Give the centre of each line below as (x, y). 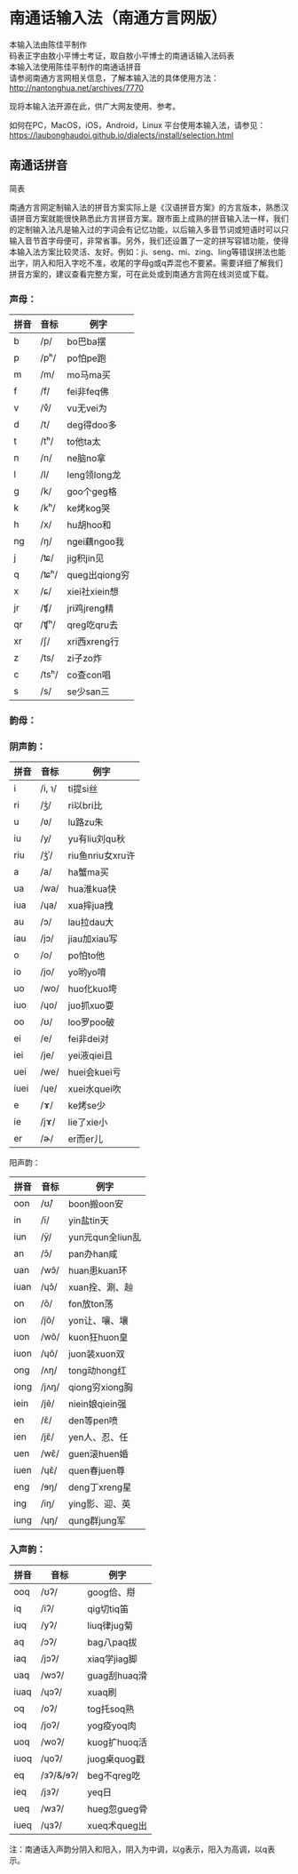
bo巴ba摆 (86, 341)
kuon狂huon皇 (98, 1337)
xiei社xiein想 (93, 592)
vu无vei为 (87, 408)
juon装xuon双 (97, 1354)
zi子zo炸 (84, 659)
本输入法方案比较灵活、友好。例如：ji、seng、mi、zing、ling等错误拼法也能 (148, 252)
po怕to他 (86, 956)
